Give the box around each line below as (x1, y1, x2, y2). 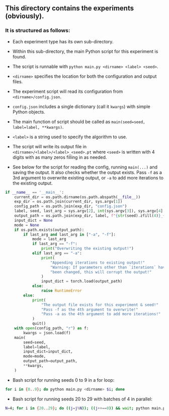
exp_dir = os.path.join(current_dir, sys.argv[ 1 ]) (14, 199, 123, 204)
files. (12, 78, 23, 85)
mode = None (14, 222, 39, 227)
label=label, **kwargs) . (12, 124, 64, 130)
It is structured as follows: (5, 27, 70, 34)
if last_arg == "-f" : (32, 242, 78, 247)
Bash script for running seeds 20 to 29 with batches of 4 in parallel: (12, 396, 152, 402)
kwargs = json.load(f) (23, 330, 71, 335)
